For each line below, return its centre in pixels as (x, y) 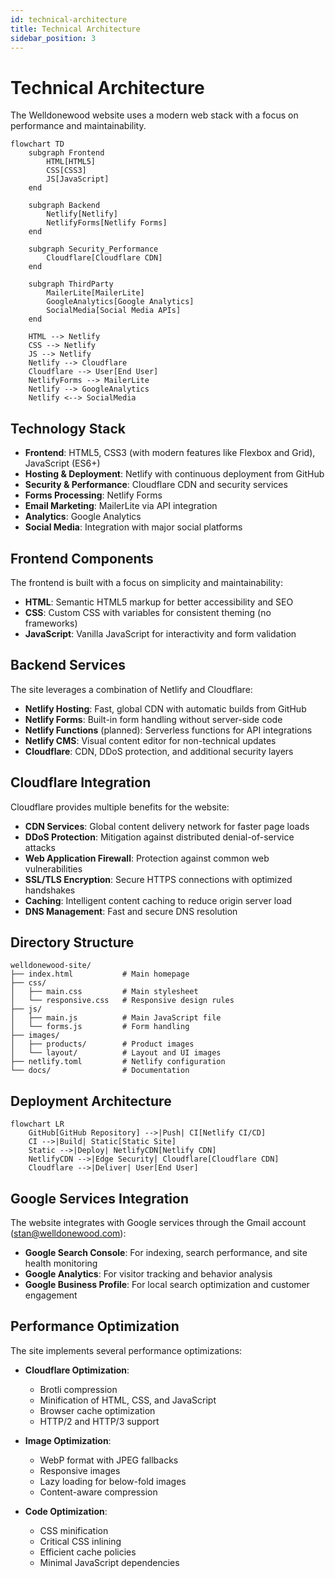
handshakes (50, 890)
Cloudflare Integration (81, 782)
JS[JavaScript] (78, 179)
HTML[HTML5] (71, 162)
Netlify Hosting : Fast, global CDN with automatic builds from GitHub (165, 708)
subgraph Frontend (66, 153)
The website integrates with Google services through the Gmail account (158, 1222)
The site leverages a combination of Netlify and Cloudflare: (131, 689)
